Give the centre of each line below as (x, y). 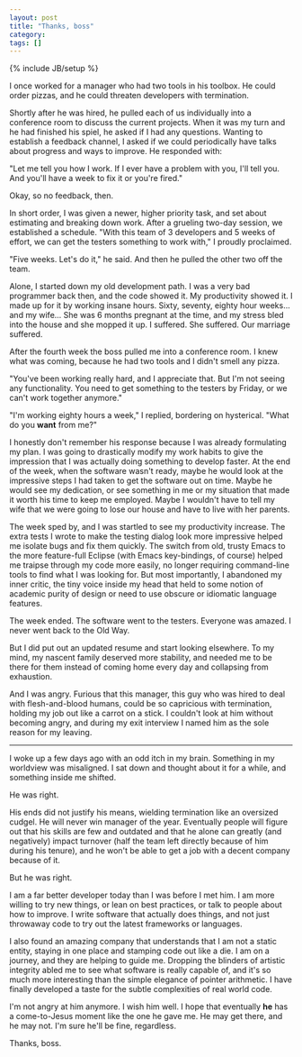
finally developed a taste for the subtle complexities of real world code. (141, 989)
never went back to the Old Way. (70, 631)
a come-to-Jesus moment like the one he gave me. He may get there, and (146, 1016)
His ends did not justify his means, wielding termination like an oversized (144, 813)
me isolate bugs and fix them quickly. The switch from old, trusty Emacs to (147, 546)
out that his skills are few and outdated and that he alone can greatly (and (146, 832)
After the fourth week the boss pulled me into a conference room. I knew (144, 351)
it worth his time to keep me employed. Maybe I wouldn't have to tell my (142, 500)
